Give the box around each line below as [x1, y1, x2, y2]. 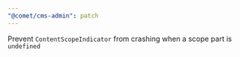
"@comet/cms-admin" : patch [7, 11, 99, 20]
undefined [7, 42, 41, 51]
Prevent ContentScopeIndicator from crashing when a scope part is [7, 34, 233, 43]
